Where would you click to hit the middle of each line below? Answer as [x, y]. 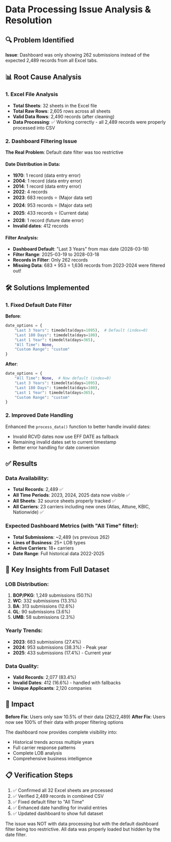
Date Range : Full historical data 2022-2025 [59, 553]
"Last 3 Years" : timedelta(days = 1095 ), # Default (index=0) [81, 330]
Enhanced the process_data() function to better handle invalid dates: [78, 426]
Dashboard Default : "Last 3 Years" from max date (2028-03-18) [81, 249]
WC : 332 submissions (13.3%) [45, 601]
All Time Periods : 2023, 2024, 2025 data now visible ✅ [71, 495]
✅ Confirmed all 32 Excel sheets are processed [63, 790]
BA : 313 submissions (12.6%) [44, 606]
